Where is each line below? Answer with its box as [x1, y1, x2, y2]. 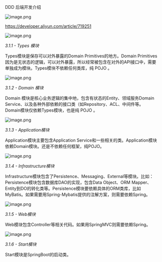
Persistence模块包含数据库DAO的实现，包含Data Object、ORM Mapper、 [5, 180, 152, 185]
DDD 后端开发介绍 [5, 4, 41, 10]
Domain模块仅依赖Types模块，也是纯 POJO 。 [5, 107, 98, 113]
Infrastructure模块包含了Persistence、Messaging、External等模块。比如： [5, 174, 154, 179]
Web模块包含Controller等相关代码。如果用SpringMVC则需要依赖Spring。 [5, 222, 151, 227]
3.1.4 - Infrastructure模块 [5, 163, 55, 169]
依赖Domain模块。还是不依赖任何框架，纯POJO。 [5, 144, 104, 149]
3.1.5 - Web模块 [5, 212, 36, 217]
